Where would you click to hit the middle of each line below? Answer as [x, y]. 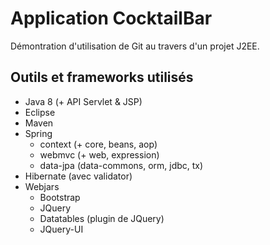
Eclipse [40, 112]
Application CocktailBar [111, 18]
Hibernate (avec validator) [78, 176]
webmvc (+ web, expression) [99, 154]
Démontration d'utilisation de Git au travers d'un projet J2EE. [135, 46]
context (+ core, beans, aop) [98, 144]
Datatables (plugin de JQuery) [102, 218]
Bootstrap [60, 197]
